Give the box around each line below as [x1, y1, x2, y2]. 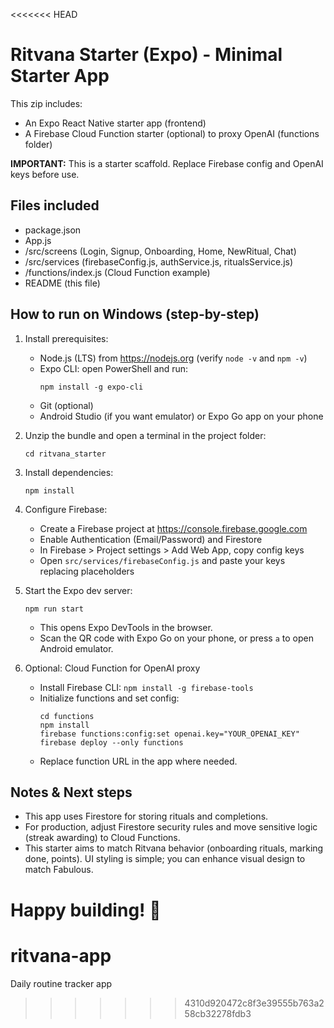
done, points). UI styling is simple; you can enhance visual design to [24, 853, 306, 865]
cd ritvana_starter [24, 449, 107, 459]
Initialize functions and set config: [39, 692, 180, 704]
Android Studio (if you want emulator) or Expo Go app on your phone [39, 410, 324, 422]
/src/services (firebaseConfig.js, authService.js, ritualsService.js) [24, 255, 294, 268]
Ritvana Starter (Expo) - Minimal [10, 44, 283, 66]
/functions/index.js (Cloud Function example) [24, 266, 211, 278]
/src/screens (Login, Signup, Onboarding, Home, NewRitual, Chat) [24, 245, 297, 257]
